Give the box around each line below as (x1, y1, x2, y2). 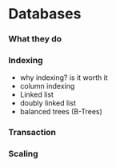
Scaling (8, 149, 38, 160)
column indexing (19, 82, 75, 91)
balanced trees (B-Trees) (19, 107, 102, 117)
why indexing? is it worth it (19, 73, 108, 82)
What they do (8, 34, 62, 45)
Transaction (8, 127, 57, 138)
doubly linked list (19, 98, 76, 108)
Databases (8, 5, 82, 23)
